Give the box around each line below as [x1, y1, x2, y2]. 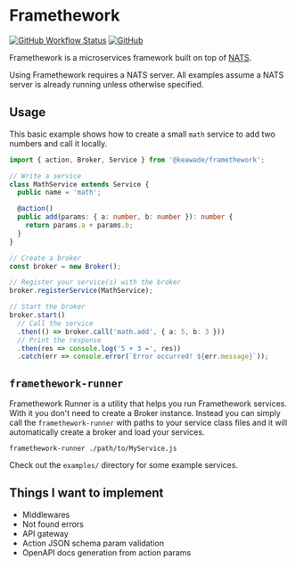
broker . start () [9, 311, 66, 320]
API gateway [21, 528, 69, 538]
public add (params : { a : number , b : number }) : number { [17, 213, 234, 221]
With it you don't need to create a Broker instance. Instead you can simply [9, 408, 281, 419]
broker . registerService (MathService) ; [9, 287, 153, 296]
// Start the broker [9, 303, 86, 312]
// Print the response [17, 336, 102, 345]
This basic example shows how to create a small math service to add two [9, 129, 276, 139]
